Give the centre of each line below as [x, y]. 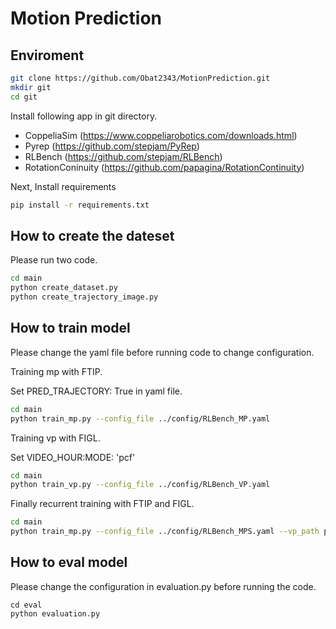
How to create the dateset [92, 235]
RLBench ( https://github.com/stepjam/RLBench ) [123, 156]
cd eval [26, 605]
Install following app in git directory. [84, 116]
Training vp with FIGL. [55, 438]
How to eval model [69, 562]
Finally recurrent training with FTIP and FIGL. [102, 504]
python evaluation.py [55, 613]
